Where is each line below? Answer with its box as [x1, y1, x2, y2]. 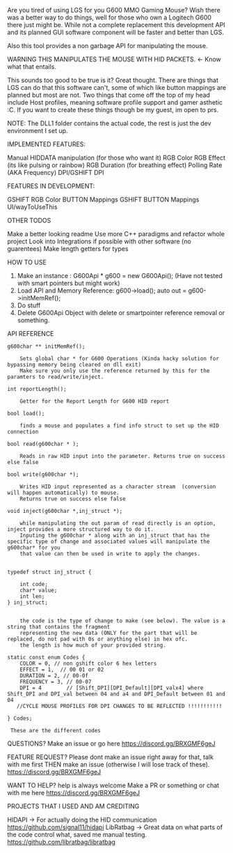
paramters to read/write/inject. [7, 374, 104, 381]
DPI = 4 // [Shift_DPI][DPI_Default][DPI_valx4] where [19, 684, 204, 691]
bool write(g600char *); [7, 471, 79, 478]
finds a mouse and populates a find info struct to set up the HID [19, 422, 219, 429]
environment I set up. [7, 127, 68, 135]
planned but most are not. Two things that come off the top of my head [7, 91, 211, 99]
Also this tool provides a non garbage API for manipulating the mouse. [7, 42, 208, 49]
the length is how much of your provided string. [19, 642, 167, 649]
